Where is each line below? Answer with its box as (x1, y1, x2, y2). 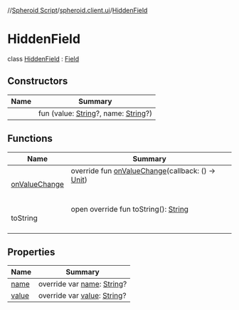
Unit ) (70, 175, 87, 185)
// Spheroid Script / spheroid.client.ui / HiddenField (7, 6, 148, 14)
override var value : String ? (38, 291, 127, 301)
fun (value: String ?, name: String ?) (38, 108, 153, 118)
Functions (7, 133, 53, 145)
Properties (7, 246, 55, 258)
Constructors (7, 75, 68, 88)
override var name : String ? (38, 279, 127, 289)
